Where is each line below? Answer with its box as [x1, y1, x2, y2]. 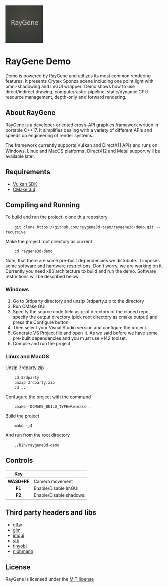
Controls [5, 456, 33, 465]
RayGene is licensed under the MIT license [5, 576, 94, 582]
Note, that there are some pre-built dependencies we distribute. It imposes [5, 258, 160, 264]
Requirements [5, 168, 50, 176]
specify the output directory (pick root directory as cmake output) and [12, 314, 158, 320]
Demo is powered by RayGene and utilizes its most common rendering [5, 72, 151, 79]
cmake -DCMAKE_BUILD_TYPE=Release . [14, 404, 92, 409]
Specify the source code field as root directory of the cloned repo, [12, 308, 150, 314]
